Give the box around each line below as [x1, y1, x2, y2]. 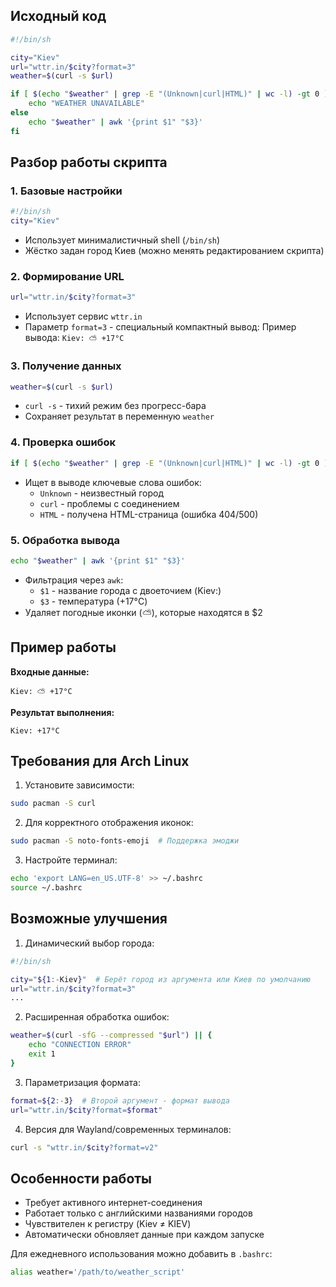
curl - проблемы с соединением [39, 497, 180, 509]
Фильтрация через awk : [24, 574, 124, 586]
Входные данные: [10, 665, 90, 678]
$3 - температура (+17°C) [39, 595, 148, 607]
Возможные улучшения [10, 910, 168, 928]
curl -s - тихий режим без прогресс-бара [24, 400, 207, 412]
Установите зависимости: [24, 779, 135, 791]
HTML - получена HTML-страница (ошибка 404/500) [39, 508, 259, 520]
